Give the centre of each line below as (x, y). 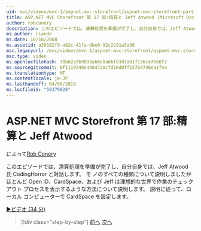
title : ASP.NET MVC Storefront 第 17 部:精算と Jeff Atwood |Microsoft (95, 17)
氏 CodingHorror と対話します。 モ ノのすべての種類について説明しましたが (99, 174)
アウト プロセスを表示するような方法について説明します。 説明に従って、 (96, 189)
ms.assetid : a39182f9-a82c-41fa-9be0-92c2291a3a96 (71, 45)
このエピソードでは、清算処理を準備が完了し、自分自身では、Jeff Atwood (97, 166)
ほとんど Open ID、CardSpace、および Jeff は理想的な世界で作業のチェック (100, 181)
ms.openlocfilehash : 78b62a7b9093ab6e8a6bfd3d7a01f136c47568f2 (87, 62)
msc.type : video (26, 56)
